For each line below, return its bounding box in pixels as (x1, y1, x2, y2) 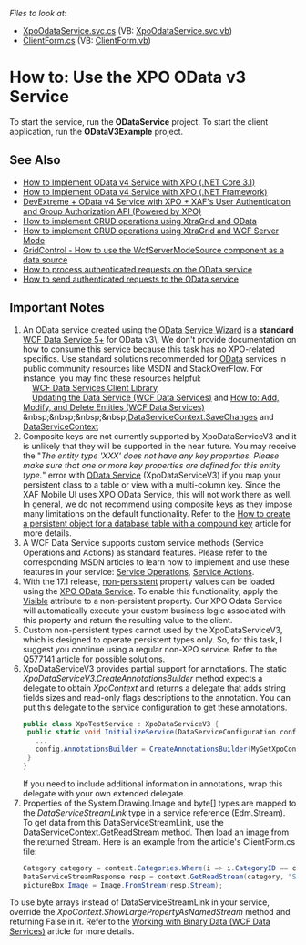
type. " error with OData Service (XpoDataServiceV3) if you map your (22, 469, 281, 480)
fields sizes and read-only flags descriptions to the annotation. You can (22, 692, 291, 703)
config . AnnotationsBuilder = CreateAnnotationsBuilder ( (35, 745, 252, 755)
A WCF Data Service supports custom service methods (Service (22, 537, 264, 548)
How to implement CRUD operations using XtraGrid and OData (22, 215, 258, 226)
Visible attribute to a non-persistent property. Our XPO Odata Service (22, 595, 283, 606)
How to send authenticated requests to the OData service (22, 273, 240, 284)
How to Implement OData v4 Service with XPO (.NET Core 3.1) (22, 177, 256, 188)
